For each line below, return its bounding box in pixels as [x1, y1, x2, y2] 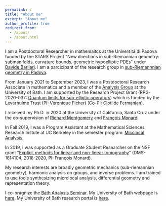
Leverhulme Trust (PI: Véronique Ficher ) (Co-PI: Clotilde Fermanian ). [5, 100, 144, 106]
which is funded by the [113, 94, 160, 100]
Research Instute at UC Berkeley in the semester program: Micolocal [5, 129, 145, 135]
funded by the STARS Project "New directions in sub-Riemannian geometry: [5, 53, 160, 59]
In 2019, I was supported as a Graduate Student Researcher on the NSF [5, 144, 151, 150]
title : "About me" [5, 12, 43, 17]
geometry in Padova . [5, 69, 48, 75]
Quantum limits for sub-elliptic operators [28, 94, 111, 100]
